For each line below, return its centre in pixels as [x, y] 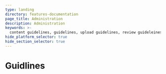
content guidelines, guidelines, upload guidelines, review [73, 32]
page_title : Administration [34, 19]
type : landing [20, 10]
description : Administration [35, 23]
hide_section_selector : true [35, 42]
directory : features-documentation [42, 14]
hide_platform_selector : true [36, 37]
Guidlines [25, 65]
